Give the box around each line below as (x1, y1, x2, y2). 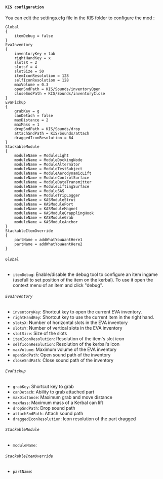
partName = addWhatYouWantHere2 (14, 242, 83, 247)
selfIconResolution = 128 (14, 78, 69, 83)
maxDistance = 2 (14, 117, 49, 123)
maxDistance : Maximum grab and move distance (12, 394, 113, 400)
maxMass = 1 (14, 122, 39, 127)
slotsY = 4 (14, 64, 37, 70)
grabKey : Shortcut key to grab (12, 383, 74, 389)
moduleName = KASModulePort (14, 202, 73, 207)
